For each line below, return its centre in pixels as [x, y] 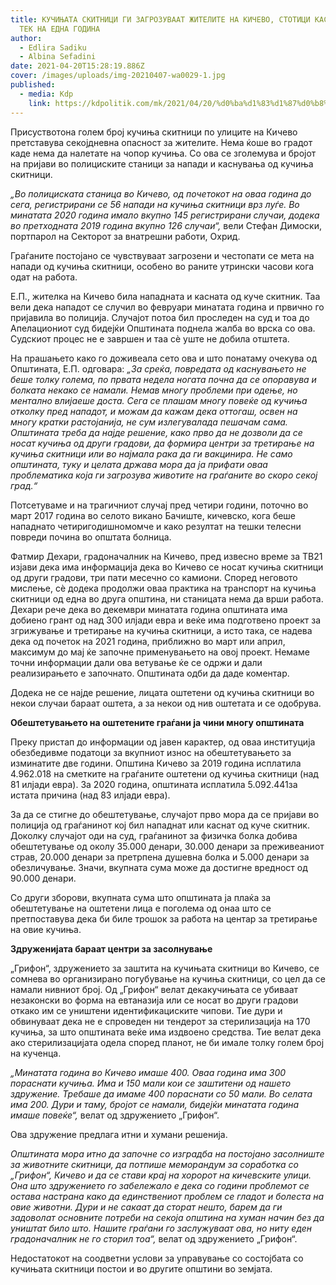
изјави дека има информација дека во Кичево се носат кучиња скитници [167, 567]
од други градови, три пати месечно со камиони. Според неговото [154, 577]
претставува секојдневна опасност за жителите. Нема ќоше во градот [161, 142]
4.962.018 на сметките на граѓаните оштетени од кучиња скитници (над [164, 773]
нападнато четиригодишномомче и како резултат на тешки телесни [156, 526]
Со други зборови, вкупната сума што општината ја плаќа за [140, 897]
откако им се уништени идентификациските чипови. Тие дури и [146, 1010]
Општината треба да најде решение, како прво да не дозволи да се [156, 432]
